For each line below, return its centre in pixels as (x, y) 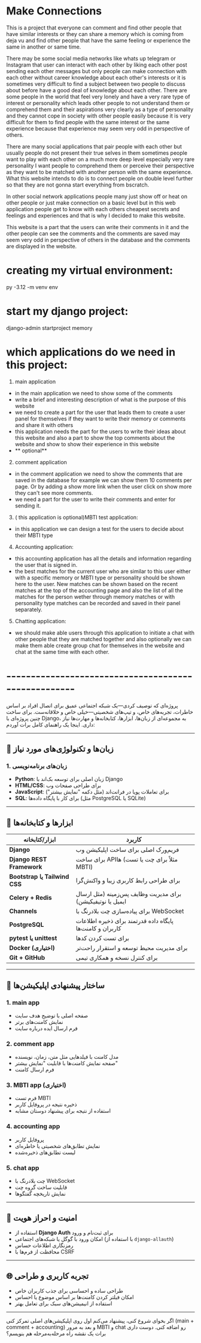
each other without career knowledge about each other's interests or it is (96, 77)
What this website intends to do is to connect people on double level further (100, 178)
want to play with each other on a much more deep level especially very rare (100, 159)
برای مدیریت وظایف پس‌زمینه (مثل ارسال (129, 894)
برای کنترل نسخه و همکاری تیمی (117, 958)
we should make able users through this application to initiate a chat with (104, 633)
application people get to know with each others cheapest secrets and (93, 209)
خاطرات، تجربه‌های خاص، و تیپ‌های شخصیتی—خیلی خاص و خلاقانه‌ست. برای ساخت (100, 711)
